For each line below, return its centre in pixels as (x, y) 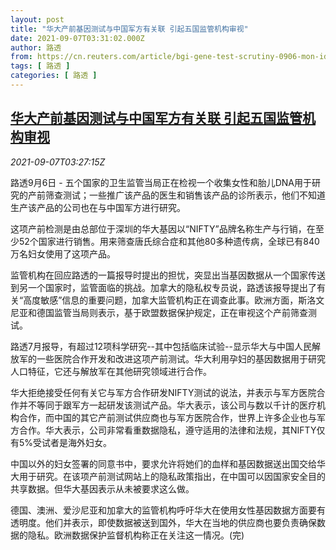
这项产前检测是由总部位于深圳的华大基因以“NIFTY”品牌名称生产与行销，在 (163, 228)
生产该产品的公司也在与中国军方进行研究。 (98, 207)
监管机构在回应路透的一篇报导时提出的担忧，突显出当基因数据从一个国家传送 (168, 275)
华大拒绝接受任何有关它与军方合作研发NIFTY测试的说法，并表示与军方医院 (163, 392)
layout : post (37, 19)
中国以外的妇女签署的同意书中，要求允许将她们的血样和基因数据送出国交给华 (168, 463)
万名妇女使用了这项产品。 (63, 253)
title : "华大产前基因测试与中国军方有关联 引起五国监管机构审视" (129, 29)
